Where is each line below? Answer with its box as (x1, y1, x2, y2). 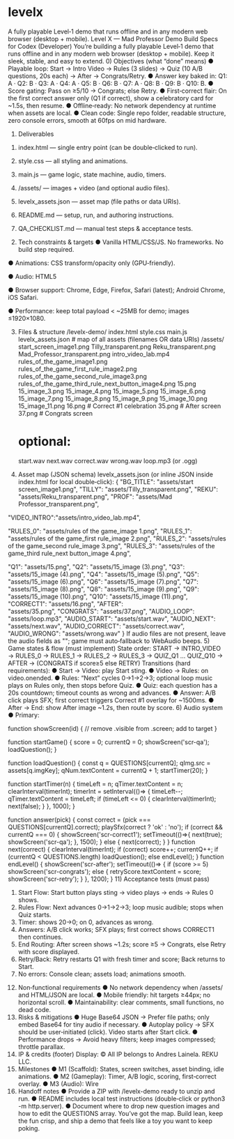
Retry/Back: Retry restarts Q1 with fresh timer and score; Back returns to (17, 955, 226, 963)
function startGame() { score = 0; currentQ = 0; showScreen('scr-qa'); (8, 737, 210, 746)
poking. (17, 1124, 40, 1132)
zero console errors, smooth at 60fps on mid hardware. (8, 116, 166, 124)
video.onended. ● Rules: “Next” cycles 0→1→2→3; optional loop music (8, 674, 213, 682)
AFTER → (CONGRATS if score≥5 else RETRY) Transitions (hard (8, 658, 191, 667)
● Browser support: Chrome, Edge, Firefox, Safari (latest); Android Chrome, (8, 285, 226, 294)
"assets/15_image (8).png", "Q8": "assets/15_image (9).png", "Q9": (8, 584, 199, 593)
